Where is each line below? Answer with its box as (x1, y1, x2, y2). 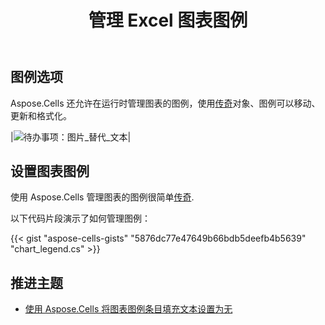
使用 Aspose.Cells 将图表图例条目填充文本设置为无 (24, 303, 233, 315)
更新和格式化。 (10, 109, 72, 121)
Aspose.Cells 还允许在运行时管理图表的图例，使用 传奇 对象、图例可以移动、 (10, 97, 321, 109)
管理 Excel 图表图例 (88, 9, 248, 32)
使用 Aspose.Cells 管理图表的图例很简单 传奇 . (10, 191, 195, 203)
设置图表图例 (10, 163, 90, 180)
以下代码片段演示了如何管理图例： (10, 212, 151, 225)
